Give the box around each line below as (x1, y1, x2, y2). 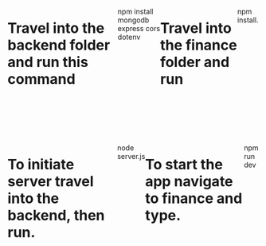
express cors (117, 24, 161, 33)
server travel (7, 173, 94, 191)
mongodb (117, 15, 150, 25)
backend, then (7, 207, 105, 224)
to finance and (145, 189, 243, 208)
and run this (7, 54, 88, 71)
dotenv (117, 32, 141, 42)
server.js (117, 151, 146, 161)
